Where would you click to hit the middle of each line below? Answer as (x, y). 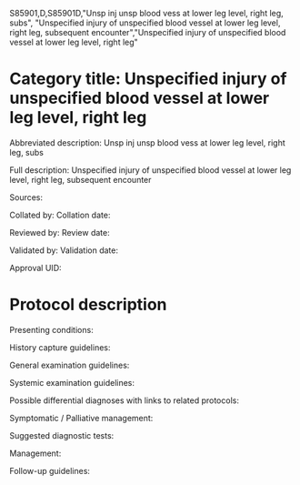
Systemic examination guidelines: (72, 382)
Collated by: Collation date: (60, 215)
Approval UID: (35, 268)
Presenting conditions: (51, 329)
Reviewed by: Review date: (60, 232)
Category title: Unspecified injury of (148, 79)
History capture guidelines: (60, 347)
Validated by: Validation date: (64, 250)
